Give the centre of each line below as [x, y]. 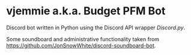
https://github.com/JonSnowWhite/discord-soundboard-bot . [81, 45]
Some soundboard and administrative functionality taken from [83, 39]
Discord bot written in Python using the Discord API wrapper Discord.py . [96, 27]
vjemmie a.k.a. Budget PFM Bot [86, 11]
